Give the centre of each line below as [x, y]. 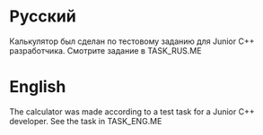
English [38, 87]
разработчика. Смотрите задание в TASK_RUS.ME [105, 50]
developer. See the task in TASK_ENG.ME [86, 121]
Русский [43, 17]
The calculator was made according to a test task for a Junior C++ [132, 111]
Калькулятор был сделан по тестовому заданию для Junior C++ [132, 41]
